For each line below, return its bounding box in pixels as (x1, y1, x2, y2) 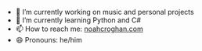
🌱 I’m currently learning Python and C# (15, 15, 142, 25)
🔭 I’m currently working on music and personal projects (15, 8, 194, 16)
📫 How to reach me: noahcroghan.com (15, 24, 143, 33)
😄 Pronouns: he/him (15, 36, 82, 44)
